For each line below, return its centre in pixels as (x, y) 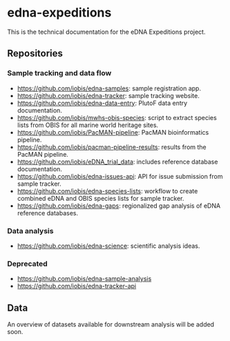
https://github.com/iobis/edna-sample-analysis (84, 279)
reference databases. (47, 213)
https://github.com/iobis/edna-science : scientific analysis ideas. (108, 246)
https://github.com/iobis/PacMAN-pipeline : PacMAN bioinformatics (113, 132)
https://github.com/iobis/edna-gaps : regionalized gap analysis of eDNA (119, 206)
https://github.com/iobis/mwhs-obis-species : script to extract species (117, 117)
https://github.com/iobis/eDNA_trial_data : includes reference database (117, 162)
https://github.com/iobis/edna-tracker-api (77, 286)
